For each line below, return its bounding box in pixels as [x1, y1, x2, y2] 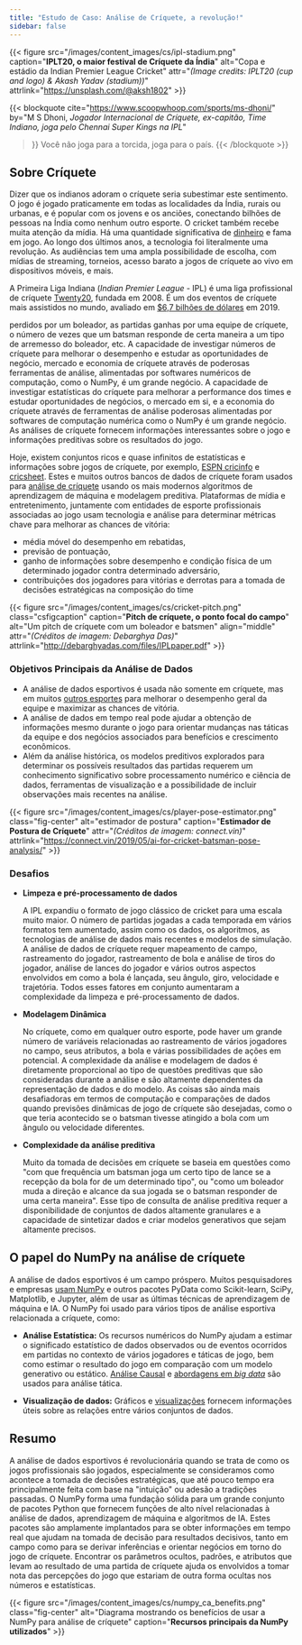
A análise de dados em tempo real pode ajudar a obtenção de [22, 712, 252, 722]
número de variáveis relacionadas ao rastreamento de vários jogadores [22, 1035, 288, 1046]
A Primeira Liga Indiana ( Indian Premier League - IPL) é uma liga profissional [9, 283, 293, 294]
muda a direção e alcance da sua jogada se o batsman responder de [22, 1185, 278, 1196]
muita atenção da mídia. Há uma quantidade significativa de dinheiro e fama [9, 227, 292, 238]
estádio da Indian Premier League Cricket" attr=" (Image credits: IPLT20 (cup [9, 65, 294, 77]
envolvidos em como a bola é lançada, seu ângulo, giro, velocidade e [22, 971, 279, 983]
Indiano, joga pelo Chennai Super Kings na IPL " [9, 121, 187, 132]
